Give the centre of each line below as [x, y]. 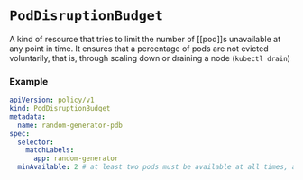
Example [29, 81]
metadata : [28, 117]
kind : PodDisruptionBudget [60, 109]
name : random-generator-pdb [70, 125]
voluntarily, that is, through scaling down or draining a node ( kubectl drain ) [150, 58]
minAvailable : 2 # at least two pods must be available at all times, [153, 167]
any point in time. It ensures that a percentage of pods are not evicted [139, 49]
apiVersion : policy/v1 [52, 100]
